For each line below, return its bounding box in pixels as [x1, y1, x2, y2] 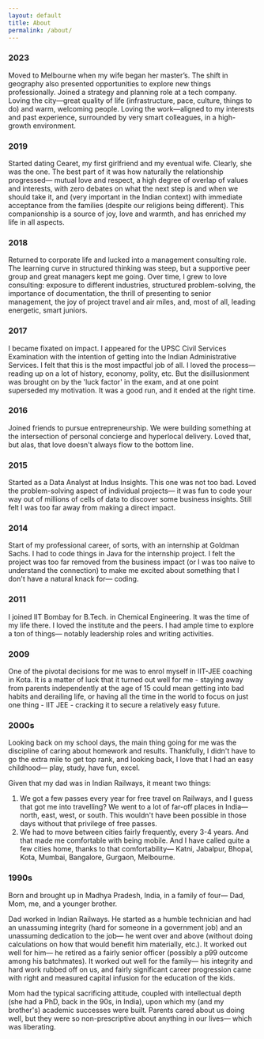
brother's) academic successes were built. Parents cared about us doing [8, 1005, 245, 1014]
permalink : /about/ [8, 26, 73, 34]
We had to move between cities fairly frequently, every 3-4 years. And [19, 828, 249, 837]
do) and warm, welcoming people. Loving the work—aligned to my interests [8, 104, 255, 113]
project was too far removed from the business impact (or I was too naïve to [8, 557, 255, 567]
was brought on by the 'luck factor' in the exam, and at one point [8, 377, 219, 386]
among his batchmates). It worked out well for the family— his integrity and [8, 956, 253, 965]
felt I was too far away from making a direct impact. [8, 503, 176, 513]
